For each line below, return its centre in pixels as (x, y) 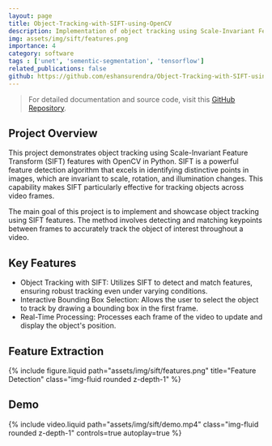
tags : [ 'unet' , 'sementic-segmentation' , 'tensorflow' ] (106, 62)
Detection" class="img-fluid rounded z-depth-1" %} (95, 380)
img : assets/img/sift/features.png (68, 39)
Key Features (42, 263)
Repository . (47, 108)
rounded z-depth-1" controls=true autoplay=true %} (95, 433)
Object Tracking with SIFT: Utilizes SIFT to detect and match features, (136, 283)
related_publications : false (57, 69)
